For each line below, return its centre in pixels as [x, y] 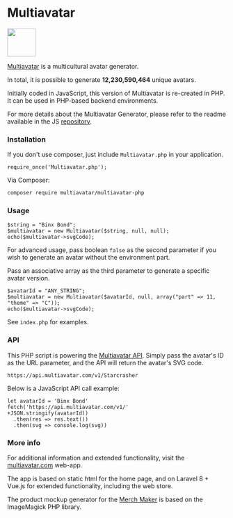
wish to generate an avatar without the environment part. [89, 258]
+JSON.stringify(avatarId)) [48, 413]
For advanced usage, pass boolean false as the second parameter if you [112, 250]
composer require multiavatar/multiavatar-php [76, 193]
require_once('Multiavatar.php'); [57, 167]
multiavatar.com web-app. [45, 465]
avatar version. [29, 278]
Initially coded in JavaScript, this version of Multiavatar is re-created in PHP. [116, 93]
